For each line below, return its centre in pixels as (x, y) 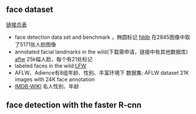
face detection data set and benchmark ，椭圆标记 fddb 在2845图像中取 (102, 37)
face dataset (30, 10)
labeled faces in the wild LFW (50, 66)
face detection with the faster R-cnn (74, 105)
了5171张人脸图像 (35, 44)
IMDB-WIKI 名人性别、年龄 (47, 86)
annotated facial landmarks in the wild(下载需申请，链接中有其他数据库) (101, 52)
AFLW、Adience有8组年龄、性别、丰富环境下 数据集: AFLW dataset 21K (102, 72)
